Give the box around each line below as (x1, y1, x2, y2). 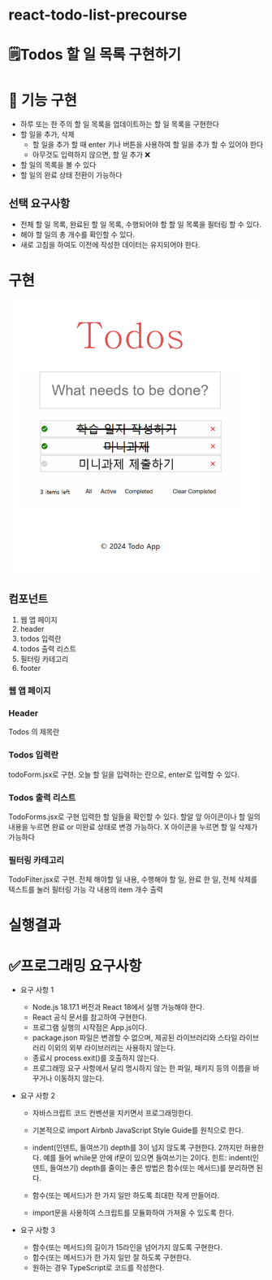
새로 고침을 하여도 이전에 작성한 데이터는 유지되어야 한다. (19, 240, 201, 250)
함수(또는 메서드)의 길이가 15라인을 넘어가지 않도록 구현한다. (32, 1243, 223, 1252)
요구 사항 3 (19, 1225, 55, 1235)
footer (19, 664, 41, 673)
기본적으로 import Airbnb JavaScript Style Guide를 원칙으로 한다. (32, 1125, 244, 1135)
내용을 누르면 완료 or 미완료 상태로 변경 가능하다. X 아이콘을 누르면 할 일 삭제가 (8, 822, 258, 831)
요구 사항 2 (19, 1091, 55, 1101)
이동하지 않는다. (54, 1073, 105, 1084)
